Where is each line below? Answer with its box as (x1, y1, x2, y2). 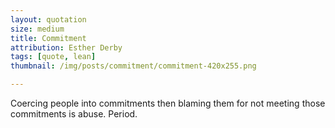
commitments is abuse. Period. (10, 108, 138, 120)
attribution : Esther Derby (10, 42, 123, 53)
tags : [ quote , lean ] (10, 52, 97, 62)
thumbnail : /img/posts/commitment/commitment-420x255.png (10, 61, 257, 71)
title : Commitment (10, 33, 87, 43)
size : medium (10, 24, 65, 34)
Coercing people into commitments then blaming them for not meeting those (10, 97, 326, 109)
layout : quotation (10, 14, 87, 25)
